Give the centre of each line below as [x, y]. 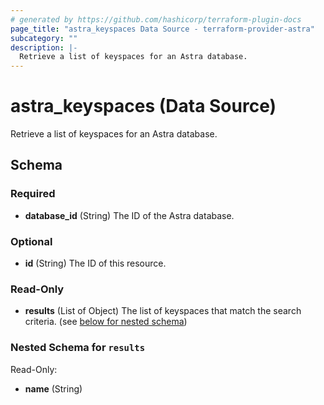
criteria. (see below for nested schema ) [106, 322]
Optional [31, 241]
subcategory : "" [44, 38]
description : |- [44, 47]
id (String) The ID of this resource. [95, 263]
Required [33, 194]
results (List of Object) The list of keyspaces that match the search [163, 311]
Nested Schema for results [78, 348]
